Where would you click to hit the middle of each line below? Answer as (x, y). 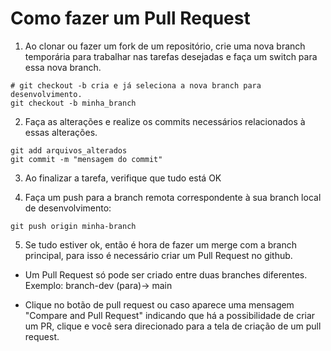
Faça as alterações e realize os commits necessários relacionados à (165, 121)
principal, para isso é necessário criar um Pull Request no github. (158, 255)
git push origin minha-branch (73, 226)
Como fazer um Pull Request (130, 18)
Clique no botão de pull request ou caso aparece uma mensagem (159, 304)
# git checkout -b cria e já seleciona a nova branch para (136, 85)
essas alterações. (61, 132)
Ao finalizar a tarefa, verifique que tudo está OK (123, 178)
